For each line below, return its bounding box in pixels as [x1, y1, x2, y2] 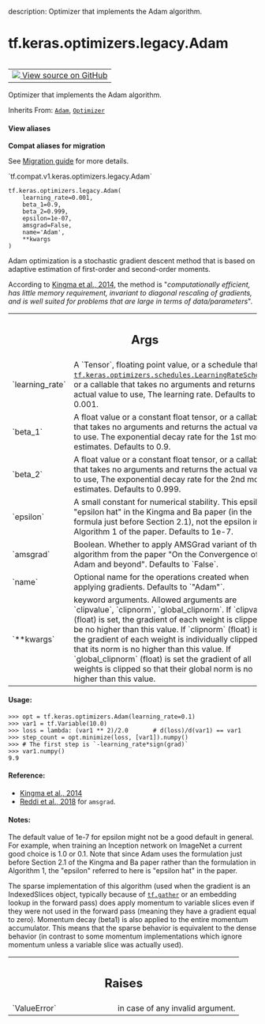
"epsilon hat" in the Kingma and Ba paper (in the [73, 506, 252, 517]
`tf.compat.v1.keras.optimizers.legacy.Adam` [8, 171, 152, 181]
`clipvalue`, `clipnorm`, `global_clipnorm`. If [73, 604, 232, 615]
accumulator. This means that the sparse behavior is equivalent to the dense [8, 924, 257, 933]
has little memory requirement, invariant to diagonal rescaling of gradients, [8, 288, 252, 298]
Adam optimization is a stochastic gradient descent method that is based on [8, 256, 256, 265]
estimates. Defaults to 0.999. [73, 484, 181, 495]
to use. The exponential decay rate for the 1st [73, 431, 243, 442]
